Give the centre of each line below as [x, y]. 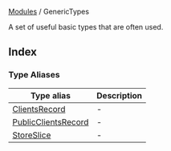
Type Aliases [34, 75]
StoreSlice [32, 135]
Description [119, 95]
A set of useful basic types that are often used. [86, 27]
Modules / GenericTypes [49, 12]
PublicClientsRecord [51, 121]
